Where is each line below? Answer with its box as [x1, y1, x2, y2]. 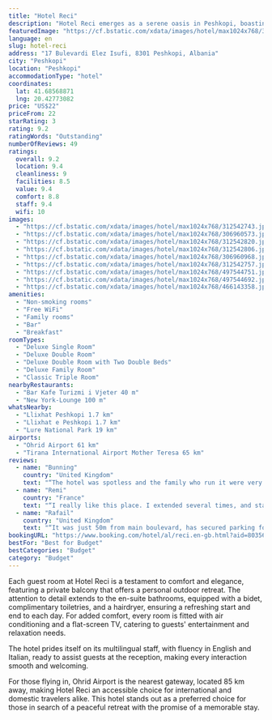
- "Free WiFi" [15, 305, 63, 313]
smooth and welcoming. [8, 661, 89, 671]
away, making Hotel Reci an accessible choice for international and [8, 685, 232, 695]
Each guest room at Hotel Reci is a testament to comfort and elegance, [8, 576, 244, 586]
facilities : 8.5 [15, 177, 70, 186]
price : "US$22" [8, 102, 60, 110]
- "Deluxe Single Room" [15, 343, 96, 351]
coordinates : [8, 79, 53, 87]
